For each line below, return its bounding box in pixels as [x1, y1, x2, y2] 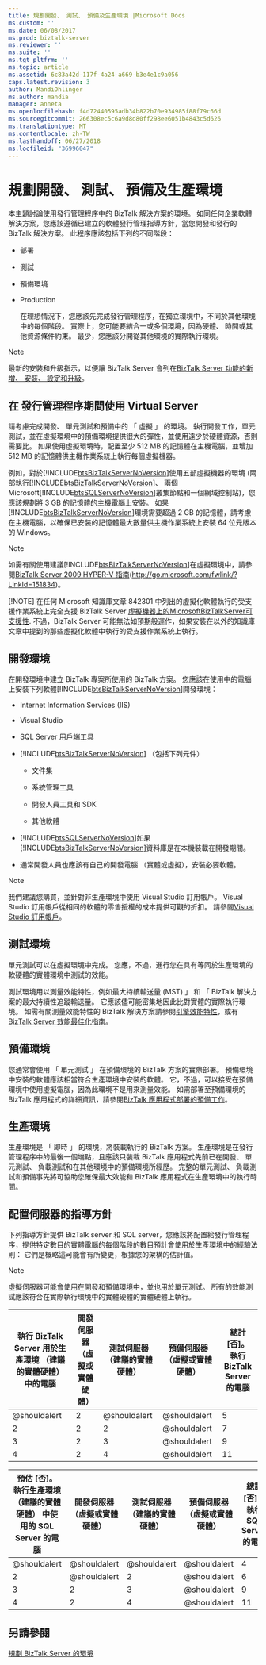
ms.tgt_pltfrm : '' [8, 56, 69, 64]
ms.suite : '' [8, 48, 51, 56]
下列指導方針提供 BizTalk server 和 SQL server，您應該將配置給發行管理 [8, 1230, 243, 1240]
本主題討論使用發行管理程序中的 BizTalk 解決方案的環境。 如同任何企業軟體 [8, 209, 253, 218]
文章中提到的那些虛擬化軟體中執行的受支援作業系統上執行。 [8, 626, 203, 636]
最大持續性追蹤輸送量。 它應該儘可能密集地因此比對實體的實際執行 [21, 997, 239, 1006]
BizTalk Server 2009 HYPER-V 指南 [15, 570, 130, 579]
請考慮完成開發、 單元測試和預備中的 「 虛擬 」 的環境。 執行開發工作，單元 [8, 421, 256, 431]
